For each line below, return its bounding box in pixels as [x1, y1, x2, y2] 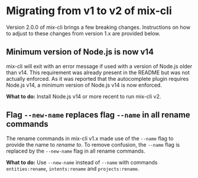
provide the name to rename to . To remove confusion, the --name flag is [6, 141, 180, 148]
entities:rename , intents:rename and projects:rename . [6, 165, 139, 172]
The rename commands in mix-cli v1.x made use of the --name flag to [6, 134, 174, 142]
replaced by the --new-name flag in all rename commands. [6, 147, 146, 154]
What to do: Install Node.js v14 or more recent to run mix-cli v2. [6, 93, 161, 100]
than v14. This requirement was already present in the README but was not [6, 69, 190, 76]
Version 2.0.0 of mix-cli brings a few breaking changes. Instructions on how [6, 24, 191, 31]
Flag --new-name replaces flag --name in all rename [6, 110, 190, 120]
